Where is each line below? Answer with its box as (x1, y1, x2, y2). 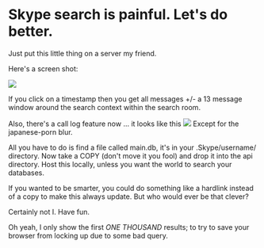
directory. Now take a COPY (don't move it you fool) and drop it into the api (8, 151, 254, 160)
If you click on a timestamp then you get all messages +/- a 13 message (8, 93, 243, 104)
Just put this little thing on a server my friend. (8, 48, 157, 58)
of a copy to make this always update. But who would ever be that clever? (8, 192, 250, 201)
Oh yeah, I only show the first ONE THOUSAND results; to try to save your (8, 222, 250, 231)
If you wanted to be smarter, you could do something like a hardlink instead (8, 183, 254, 193)
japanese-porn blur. (8, 127, 73, 136)
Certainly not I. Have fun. (8, 207, 90, 216)
